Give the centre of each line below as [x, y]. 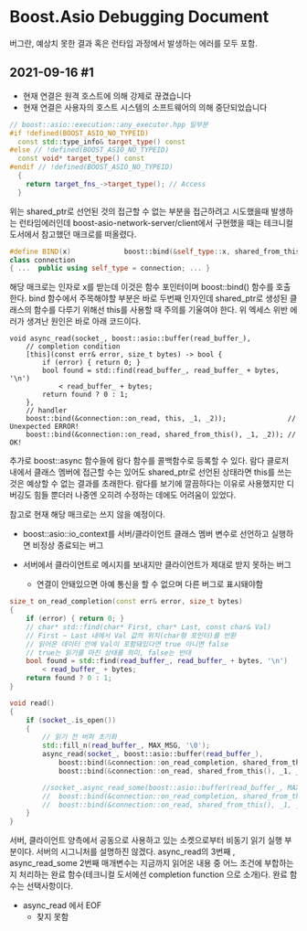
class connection [42, 260]
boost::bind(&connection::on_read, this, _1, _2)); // [161, 419]
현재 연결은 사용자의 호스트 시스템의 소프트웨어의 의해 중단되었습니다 [145, 107]
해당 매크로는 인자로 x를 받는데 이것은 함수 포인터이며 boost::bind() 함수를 [142, 287]
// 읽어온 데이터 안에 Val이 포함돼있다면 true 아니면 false [127, 644]
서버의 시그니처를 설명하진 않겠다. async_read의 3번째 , [136, 851]
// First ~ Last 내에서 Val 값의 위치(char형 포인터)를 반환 [131, 636]
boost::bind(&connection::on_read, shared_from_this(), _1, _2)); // [161, 435]
